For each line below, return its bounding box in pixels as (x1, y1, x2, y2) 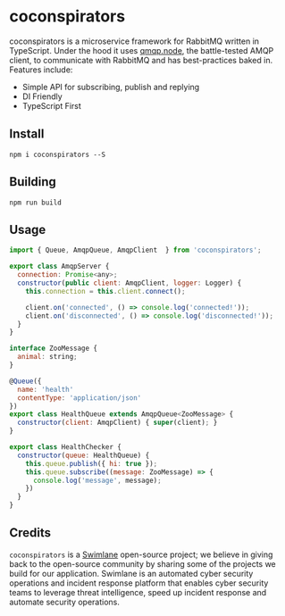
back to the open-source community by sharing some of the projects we (9, 558, 277, 569)
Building (9, 174, 56, 189)
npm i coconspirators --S (9, 150, 105, 159)
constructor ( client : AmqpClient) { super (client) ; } (17, 418, 218, 428)
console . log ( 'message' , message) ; (32, 476, 163, 485)
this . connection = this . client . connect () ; (25, 287, 186, 296)
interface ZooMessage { (9, 344, 98, 354)
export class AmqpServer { (9, 262, 110, 271)
